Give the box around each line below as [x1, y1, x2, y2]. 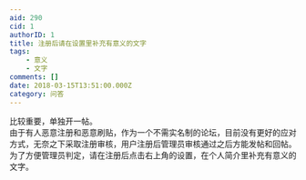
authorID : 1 [9, 30, 55, 39]
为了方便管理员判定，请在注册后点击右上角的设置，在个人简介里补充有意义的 [9, 149, 297, 160]
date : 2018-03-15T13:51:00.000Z [9, 81, 132, 90]
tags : [9, 47, 30, 56]
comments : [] [9, 73, 59, 82]
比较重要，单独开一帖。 [9, 115, 97, 126]
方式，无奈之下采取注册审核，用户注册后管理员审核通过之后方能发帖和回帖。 [9, 138, 297, 149]
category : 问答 [9, 89, 65, 98]
